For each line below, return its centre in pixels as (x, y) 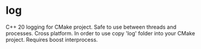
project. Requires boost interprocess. (52, 39)
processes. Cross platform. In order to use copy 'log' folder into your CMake (101, 33)
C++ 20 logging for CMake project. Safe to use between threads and (91, 27)
